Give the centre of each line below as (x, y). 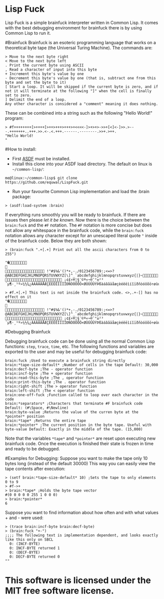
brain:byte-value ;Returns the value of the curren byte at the (72, 412)
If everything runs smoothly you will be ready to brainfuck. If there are (75, 215)
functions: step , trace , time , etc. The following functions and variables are (80, 346)
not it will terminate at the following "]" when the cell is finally (78, 91)
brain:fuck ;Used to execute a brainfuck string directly (65, 361)
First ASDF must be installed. (41, 158)
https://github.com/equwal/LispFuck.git (47, 182)
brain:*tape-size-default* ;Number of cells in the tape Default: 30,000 (82, 365)
